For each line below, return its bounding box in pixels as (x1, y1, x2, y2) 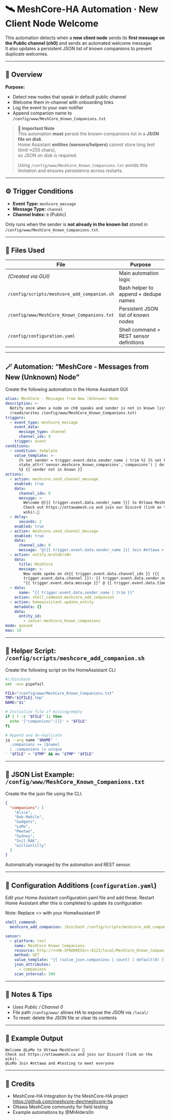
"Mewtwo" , (14, 829, 35, 834)
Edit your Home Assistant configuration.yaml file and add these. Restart (5, 895, 154, 901)
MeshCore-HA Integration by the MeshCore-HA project (12, 1093, 128, 1099)
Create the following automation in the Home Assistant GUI (5, 387, 128, 393)
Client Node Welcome (5, 18, 99, 30)
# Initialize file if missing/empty (5, 710, 82, 715)
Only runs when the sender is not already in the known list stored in (5, 221, 148, 227)
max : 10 (5, 628, 22, 633)
